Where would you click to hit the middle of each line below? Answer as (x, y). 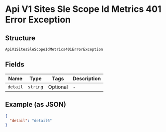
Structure (20, 38)
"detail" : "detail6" (31, 121)
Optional (58, 87)
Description (87, 78)
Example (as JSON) (36, 104)
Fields (15, 65)
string (36, 87)
